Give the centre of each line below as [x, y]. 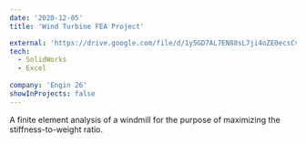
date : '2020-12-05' [46, 18]
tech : [20, 51]
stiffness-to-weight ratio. [56, 129]
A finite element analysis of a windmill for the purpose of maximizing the [145, 119]
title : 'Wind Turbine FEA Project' [77, 26]
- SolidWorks [42, 60]
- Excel [32, 68]
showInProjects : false [52, 93]
